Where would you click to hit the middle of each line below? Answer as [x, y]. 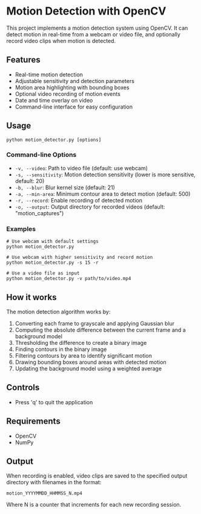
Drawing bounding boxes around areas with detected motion [91, 362]
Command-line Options [41, 155]
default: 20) [30, 181]
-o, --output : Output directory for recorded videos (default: [90, 207]
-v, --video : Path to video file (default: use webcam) [81, 168]
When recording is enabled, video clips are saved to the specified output [97, 476]
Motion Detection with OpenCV [86, 11]
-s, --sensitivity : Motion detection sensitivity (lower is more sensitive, [105, 175]
